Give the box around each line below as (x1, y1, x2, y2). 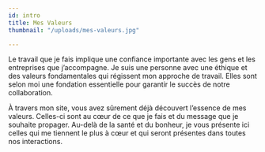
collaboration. (8, 88, 53, 98)
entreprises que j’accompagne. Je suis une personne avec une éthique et (8, 63, 248, 72)
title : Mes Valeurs (8, 19, 73, 27)
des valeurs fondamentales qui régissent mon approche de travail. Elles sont (8, 72, 257, 81)
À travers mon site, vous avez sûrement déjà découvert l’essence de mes (8, 103, 247, 113)
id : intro (8, 11, 41, 20)
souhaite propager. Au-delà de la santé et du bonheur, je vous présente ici (8, 120, 250, 130)
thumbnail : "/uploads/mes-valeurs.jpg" (8, 26, 140, 34)
